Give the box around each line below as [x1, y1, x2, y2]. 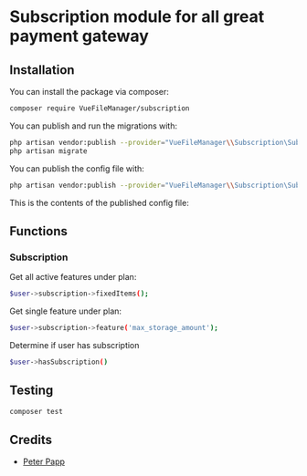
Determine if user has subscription [9, 339, 140, 350]
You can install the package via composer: [9, 87, 169, 97]
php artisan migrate [9, 146, 89, 156]
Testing [9, 383, 54, 398]
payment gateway [9, 26, 149, 47]
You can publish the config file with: [9, 162, 144, 174]
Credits [9, 431, 53, 448]
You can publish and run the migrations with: [9, 120, 178, 131]
